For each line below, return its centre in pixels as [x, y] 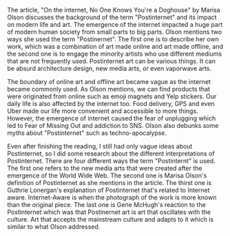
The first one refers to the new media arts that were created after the [105, 168]
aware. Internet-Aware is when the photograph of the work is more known [112, 197]
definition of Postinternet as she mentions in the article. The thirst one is [109, 183]
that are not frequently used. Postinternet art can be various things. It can [111, 61]
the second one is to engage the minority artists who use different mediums [115, 54]
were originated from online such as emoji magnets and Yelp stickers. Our [112, 96]
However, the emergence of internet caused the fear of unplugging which [112, 118]
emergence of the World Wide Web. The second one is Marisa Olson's [107, 175]
